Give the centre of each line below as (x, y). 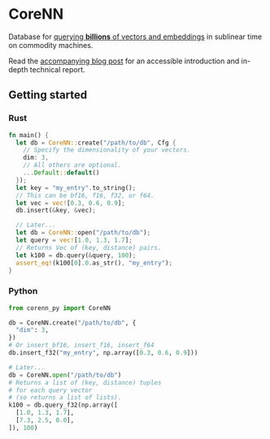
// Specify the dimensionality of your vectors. (107, 150)
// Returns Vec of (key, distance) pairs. (89, 247)
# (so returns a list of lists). (65, 398)
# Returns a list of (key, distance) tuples (85, 382)
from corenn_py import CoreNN (60, 308)
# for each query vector (50, 390)
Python (23, 291)
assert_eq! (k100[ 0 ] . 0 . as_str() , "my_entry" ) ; (94, 263)
